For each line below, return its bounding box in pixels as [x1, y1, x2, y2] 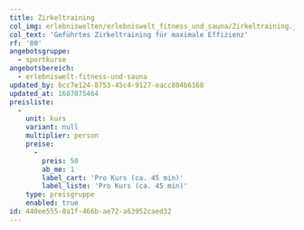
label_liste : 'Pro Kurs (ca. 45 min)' [42, 182, 188, 191]
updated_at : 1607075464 [9, 89, 100, 98]
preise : [25, 139, 54, 149]
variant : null [25, 123, 79, 132]
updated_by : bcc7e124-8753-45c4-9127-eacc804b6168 [9, 81, 204, 90]
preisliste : [9, 97, 54, 107]
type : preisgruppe [25, 190, 95, 199]
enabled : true [25, 198, 79, 208]
